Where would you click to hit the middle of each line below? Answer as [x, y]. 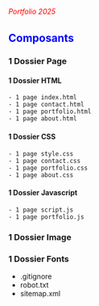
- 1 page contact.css [45, 161]
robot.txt [34, 285]
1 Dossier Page [37, 61]
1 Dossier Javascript [43, 193]
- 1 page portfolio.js [46, 217]
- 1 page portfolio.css [48, 168]
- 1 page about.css [41, 175]
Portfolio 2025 [32, 11]
